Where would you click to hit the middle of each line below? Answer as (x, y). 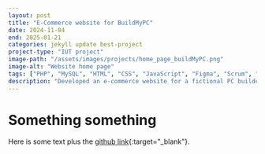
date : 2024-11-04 (37, 30)
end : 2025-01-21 (35, 37)
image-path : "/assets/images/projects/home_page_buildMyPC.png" (116, 60)
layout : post (30, 15)
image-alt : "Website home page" (61, 67)
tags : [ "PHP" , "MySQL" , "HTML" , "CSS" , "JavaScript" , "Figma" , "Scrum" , (130, 74)
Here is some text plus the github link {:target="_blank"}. (99, 141)
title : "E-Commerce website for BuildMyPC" (81, 23)
